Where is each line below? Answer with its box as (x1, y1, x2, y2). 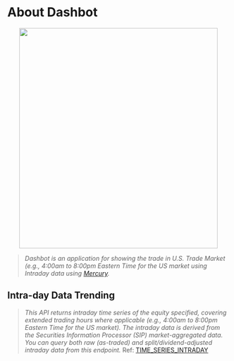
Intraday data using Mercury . (24, 269, 110, 277)
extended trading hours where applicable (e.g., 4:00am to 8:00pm (24, 315, 218, 324)
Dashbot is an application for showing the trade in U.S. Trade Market (24, 254, 226, 262)
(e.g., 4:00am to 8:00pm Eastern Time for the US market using (24, 262, 208, 270)
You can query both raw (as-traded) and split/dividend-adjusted (24, 338, 213, 346)
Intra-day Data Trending (7, 290, 115, 302)
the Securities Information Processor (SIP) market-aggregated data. (24, 331, 223, 339)
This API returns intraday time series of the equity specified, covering (24, 308, 227, 317)
